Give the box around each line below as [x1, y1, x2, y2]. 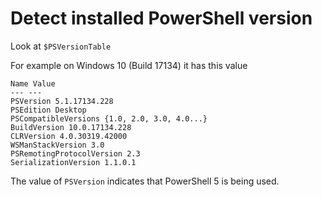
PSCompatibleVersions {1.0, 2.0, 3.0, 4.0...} [10, 113, 208, 124]
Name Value [10, 78, 56, 89]
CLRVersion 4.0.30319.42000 [10, 131, 128, 141]
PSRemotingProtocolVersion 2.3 [10, 148, 141, 159]
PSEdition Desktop [10, 105, 87, 115]
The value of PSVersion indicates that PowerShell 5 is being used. [10, 175, 280, 187]
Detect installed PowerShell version [10, 7, 313, 30]
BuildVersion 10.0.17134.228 [10, 122, 132, 132]
